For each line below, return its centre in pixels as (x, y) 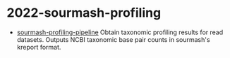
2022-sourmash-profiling (84, 13)
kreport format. (39, 47)
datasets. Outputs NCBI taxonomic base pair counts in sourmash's (113, 39)
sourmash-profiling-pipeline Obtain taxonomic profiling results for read (120, 32)
